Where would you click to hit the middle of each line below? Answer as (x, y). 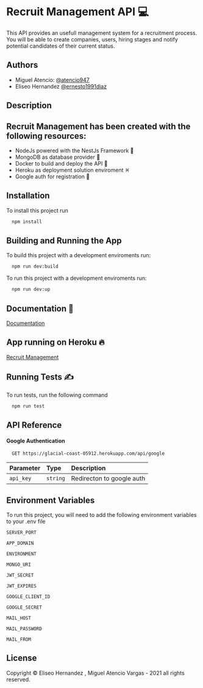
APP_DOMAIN (20, 543)
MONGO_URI (19, 565)
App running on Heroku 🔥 (55, 342)
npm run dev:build (35, 266)
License (22, 658)
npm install (27, 221)
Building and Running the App (64, 241)
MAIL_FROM (19, 639)
